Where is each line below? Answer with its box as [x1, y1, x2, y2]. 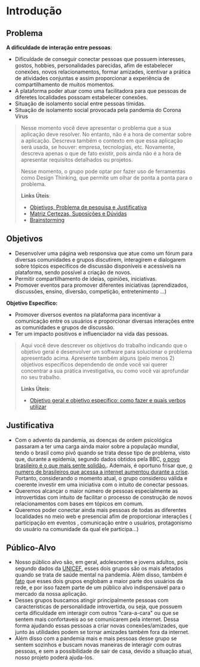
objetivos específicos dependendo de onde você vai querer [20, 360, 168, 368]
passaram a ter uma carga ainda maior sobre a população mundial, [14, 442, 180, 450]
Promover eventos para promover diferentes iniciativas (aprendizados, [14, 281, 189, 289]
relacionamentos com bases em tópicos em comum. [14, 500, 144, 507]
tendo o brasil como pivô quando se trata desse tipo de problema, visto [14, 449, 191, 456]
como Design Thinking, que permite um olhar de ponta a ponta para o [20, 174, 193, 181]
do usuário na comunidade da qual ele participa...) [14, 525, 139, 532]
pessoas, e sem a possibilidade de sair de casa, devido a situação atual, [14, 648, 193, 655]
